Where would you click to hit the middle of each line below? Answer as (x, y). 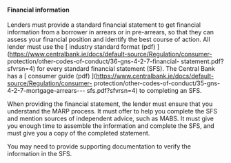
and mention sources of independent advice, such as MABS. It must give (110, 119)
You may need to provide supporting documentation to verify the (99, 146)
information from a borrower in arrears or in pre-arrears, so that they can (110, 32)
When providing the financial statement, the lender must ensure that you (110, 104)
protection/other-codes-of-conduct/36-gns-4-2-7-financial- (93, 61)
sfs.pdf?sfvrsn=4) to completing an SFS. (144, 91)
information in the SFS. (40, 154)
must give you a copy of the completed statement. (79, 133)
